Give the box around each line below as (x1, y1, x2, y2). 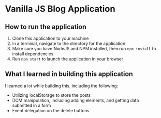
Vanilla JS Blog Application (5, 3, 116, 15)
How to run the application (5, 23, 87, 31)
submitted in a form (12, 103, 51, 108)
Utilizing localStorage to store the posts (12, 92, 91, 98)
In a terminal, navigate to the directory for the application (12, 41, 126, 46)
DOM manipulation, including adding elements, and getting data (12, 97, 139, 103)
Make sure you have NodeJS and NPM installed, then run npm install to (12, 46, 156, 51)
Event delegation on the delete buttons (12, 107, 89, 113)
